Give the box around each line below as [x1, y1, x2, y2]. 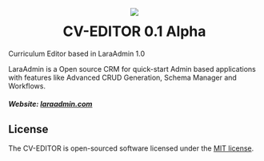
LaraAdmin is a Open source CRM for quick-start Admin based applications [8, 64, 256, 73]
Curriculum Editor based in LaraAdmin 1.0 [8, 49, 146, 58]
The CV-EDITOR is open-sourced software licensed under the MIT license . [8, 143, 254, 153]
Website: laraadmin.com [8, 100, 93, 109]
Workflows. [8, 80, 46, 91]
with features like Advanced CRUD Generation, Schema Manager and [8, 73, 238, 82]
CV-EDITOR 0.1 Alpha [62, 22, 206, 40]
